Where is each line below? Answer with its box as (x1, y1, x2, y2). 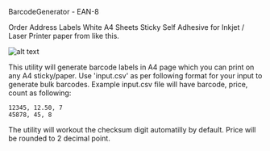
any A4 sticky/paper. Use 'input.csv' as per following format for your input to (8, 71, 263, 80)
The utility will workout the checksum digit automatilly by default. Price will (8, 125, 256, 134)
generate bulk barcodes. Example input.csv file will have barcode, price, (8, 80, 248, 89)
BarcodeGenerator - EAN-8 (8, 7, 99, 16)
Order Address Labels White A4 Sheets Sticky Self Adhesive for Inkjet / (8, 23, 245, 31)
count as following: (8, 88, 72, 98)
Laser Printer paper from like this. (8, 31, 119, 40)
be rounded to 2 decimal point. (8, 133, 110, 143)
